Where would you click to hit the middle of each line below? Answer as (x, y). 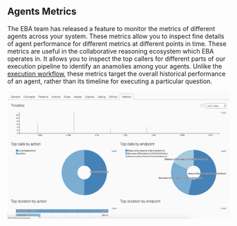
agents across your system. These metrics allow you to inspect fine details (116, 36)
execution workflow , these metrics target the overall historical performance (116, 73)
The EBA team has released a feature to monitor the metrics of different (111, 28)
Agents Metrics (42, 12)
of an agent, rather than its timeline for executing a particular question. (110, 81)
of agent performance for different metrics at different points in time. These (117, 43)
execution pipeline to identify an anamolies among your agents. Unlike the (115, 66)
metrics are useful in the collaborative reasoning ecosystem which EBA (111, 51)
